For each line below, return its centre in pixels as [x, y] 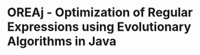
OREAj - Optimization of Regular [100, 13]
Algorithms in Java [62, 41]
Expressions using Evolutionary [99, 27]
